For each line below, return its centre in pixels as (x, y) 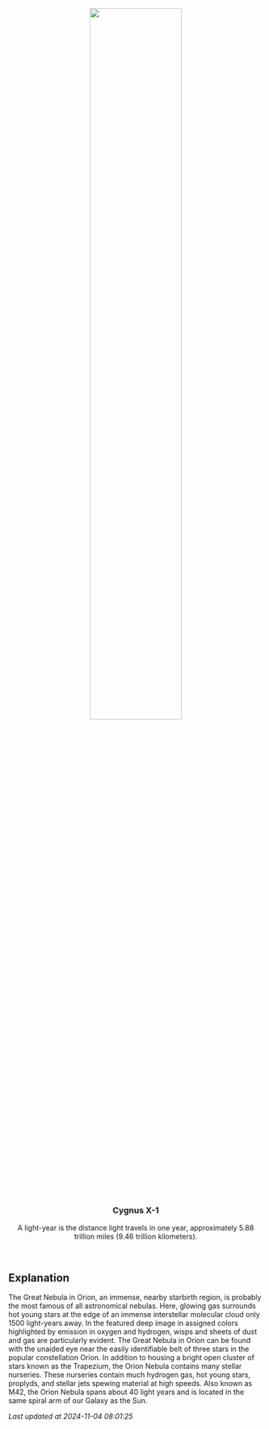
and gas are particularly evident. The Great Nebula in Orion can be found (130, 1341)
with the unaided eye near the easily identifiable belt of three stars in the (129, 1349)
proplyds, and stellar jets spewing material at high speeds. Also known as (130, 1384)
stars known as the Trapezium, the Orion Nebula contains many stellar (125, 1367)
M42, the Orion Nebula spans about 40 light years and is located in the (126, 1392)
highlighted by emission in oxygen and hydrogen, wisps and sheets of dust (133, 1332)
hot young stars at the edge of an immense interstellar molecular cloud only (134, 1315)
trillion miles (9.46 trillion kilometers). (136, 1237)
